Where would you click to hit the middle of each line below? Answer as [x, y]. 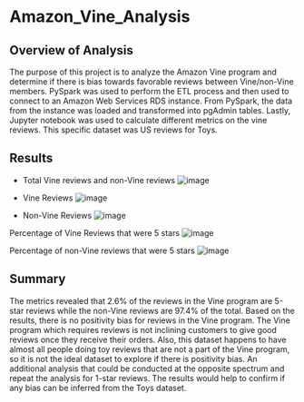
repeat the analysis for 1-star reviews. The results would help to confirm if [147, 377]
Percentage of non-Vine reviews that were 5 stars [102, 250]
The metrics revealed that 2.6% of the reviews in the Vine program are [141, 300]
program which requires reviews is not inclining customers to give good [143, 329]
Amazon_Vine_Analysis [100, 17]
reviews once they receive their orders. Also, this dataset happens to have [148, 339]
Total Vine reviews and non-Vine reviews [98, 180]
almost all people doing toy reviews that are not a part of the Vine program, [150, 349]
